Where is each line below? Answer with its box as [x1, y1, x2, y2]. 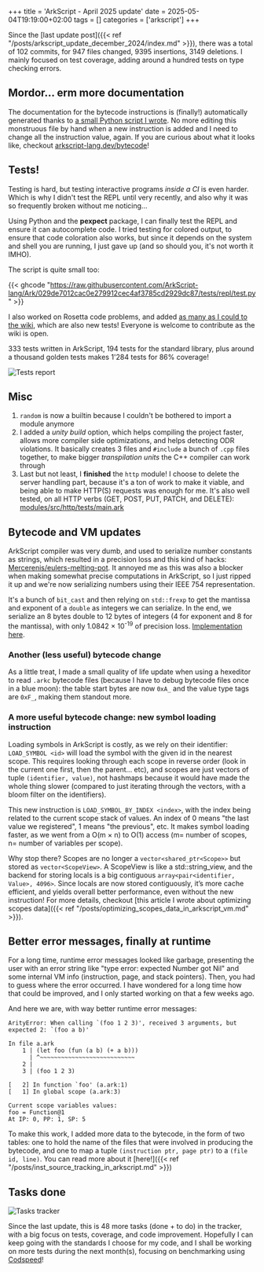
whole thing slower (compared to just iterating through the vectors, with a [8, 781, 246, 790]
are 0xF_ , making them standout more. [8, 692, 132, 702]
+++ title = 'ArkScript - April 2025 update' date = [8, 7, 167, 16]
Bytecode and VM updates [8, 526, 141, 539]
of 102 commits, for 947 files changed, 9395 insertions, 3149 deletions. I [8, 47, 243, 56]
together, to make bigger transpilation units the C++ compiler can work [19, 453, 250, 462]
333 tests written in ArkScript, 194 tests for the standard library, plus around [8, 343, 255, 353]
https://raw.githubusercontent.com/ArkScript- [49, 280, 199, 289]
